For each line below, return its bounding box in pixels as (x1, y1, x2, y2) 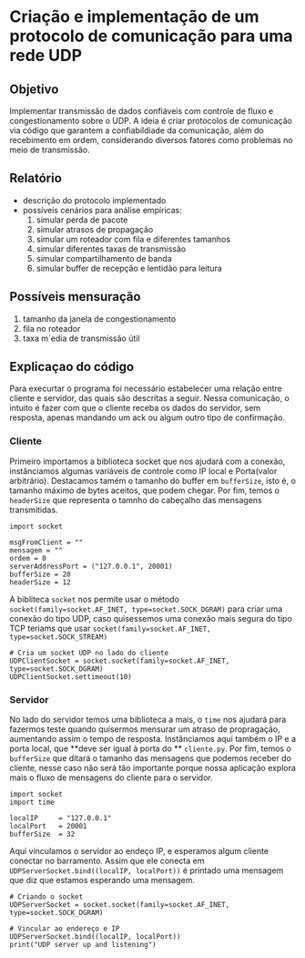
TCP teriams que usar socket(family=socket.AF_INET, (9, 623, 211, 634)
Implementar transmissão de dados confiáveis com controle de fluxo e (9, 106, 274, 116)
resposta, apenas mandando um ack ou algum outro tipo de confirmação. (9, 412, 285, 423)
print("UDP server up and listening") (9, 941, 157, 950)
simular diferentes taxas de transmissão (36, 243, 187, 254)
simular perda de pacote (36, 214, 128, 225)
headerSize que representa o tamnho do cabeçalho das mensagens (9, 494, 262, 505)
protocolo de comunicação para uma (9, 26, 293, 46)
